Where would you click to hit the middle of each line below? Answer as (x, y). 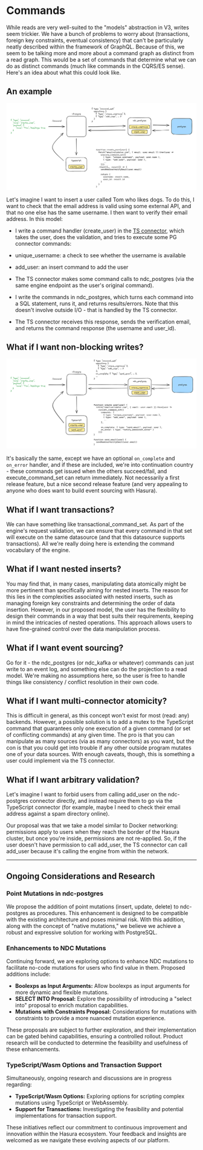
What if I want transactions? (60, 509)
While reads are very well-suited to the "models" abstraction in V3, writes (98, 27)
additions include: (28, 974)
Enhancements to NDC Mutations (56, 948)
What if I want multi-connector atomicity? (87, 701)
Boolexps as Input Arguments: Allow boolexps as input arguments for (102, 986)
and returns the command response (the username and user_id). (95, 328)
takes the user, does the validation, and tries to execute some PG (96, 237)
